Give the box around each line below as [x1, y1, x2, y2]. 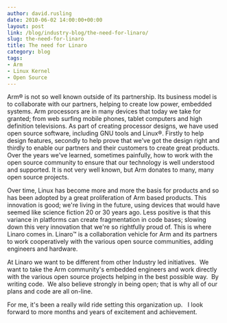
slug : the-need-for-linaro [7, 36, 84, 43]
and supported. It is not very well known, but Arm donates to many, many [7, 166, 214, 174]
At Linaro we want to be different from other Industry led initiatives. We [7, 258, 209, 267]
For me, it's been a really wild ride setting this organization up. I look [7, 300, 204, 309]
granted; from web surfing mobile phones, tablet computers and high [7, 115, 202, 123]
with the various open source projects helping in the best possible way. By [7, 273, 219, 281]
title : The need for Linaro [7, 42, 88, 49]
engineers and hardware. [7, 245, 78, 253]
